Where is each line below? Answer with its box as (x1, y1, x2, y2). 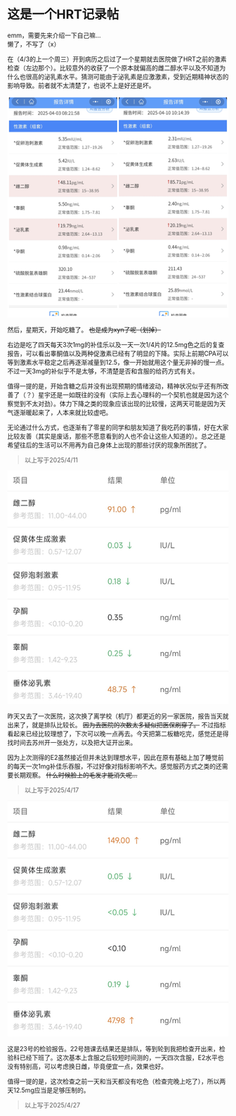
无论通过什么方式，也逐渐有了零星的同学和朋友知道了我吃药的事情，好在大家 (7, 423, 229, 432)
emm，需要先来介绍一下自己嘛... (7, 31, 101, 39)
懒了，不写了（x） (7, 39, 60, 48)
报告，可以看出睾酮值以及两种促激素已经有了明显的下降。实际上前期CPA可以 (7, 349, 229, 358)
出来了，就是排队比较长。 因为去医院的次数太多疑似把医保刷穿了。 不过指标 (7, 720, 226, 729)
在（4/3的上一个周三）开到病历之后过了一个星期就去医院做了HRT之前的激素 (7, 54, 227, 63)
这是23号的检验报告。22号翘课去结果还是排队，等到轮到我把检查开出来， (7, 1045, 220, 1053)
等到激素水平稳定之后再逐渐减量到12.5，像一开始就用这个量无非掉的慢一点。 (7, 358, 228, 366)
